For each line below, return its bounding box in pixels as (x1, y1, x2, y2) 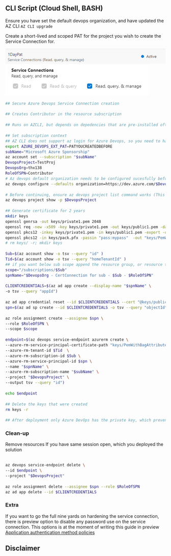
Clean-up (5, 430, 30, 437)
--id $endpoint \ (5, 468, 42, 473)
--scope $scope (5, 326, 38, 331)
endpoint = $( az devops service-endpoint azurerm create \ (5, 337, 129, 343)
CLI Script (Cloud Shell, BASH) (5, 4, 103, 13)
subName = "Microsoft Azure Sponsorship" (5, 149, 90, 154)
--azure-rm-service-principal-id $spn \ (5, 358, 93, 364)
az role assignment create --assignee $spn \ (5, 316, 103, 321)
